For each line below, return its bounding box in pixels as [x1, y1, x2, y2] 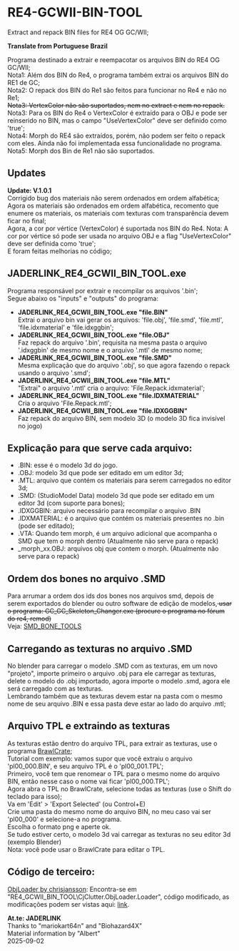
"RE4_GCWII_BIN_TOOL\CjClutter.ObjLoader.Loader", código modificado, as [7, 892, 230, 901]
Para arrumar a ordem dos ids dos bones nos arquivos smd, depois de [7, 591, 214, 600]
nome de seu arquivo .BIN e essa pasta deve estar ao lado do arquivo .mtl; [7, 700, 226, 708]
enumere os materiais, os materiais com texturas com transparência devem [7, 208, 229, 218]
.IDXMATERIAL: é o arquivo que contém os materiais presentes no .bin [17, 514, 225, 523]
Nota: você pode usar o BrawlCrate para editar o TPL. [7, 845, 166, 853]
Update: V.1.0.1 [7, 186, 52, 195]
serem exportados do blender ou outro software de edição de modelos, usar [7, 599, 233, 608]
